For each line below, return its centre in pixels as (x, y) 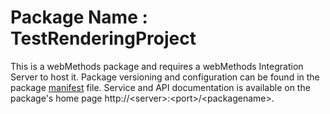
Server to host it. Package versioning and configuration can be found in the (165, 77)
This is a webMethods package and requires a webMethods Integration (157, 66)
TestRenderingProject (103, 38)
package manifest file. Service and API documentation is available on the (160, 87)
